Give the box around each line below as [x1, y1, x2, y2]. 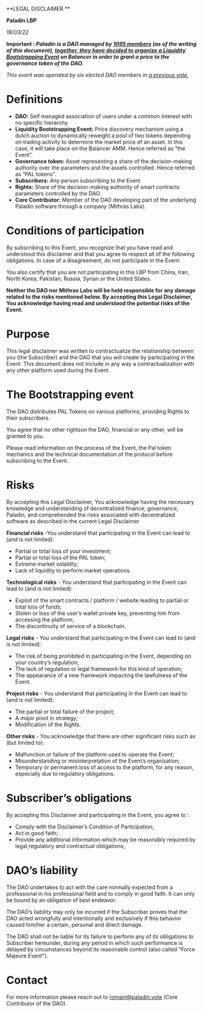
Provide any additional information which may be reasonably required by [14, 836, 196, 843]
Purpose [6, 327, 50, 341]
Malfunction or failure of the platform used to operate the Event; [14, 750, 175, 758]
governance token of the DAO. [6, 60, 84, 67]
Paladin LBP [6, 17, 37, 24]
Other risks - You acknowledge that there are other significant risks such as [6, 732, 196, 739]
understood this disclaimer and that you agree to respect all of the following [6, 250, 195, 257]
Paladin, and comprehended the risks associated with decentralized [6, 511, 175, 518]
